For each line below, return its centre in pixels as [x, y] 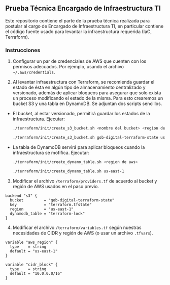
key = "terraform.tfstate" [51, 204]
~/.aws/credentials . [34, 72]
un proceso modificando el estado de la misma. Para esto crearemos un [88, 98]
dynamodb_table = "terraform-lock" [47, 214]
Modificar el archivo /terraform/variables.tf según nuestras [77, 227]
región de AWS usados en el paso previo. [56, 186]
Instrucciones [23, 50]
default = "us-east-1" [34, 251]
